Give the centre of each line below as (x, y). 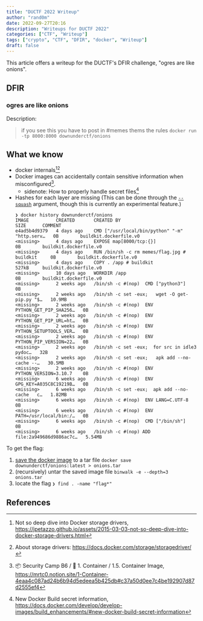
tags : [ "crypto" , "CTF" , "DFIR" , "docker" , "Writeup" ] (77, 40)
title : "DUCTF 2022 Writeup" (43, 12)
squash (23, 205)
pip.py (23, 300)
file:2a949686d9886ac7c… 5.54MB (58, 437)
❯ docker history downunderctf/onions (64, 215)
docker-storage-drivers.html (50, 536)
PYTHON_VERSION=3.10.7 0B (52, 374)
